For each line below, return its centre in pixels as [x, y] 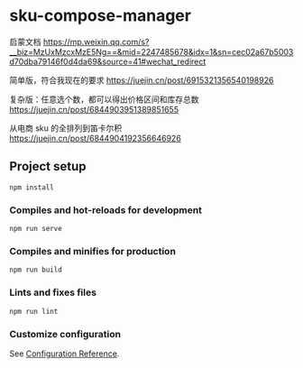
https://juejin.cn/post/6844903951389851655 [94, 109]
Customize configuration [65, 334]
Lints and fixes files [53, 292]
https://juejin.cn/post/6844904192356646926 [96, 138]
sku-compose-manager [101, 16]
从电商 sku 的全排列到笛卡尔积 [66, 128]
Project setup [48, 166]
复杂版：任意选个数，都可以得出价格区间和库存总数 [104, 99]
